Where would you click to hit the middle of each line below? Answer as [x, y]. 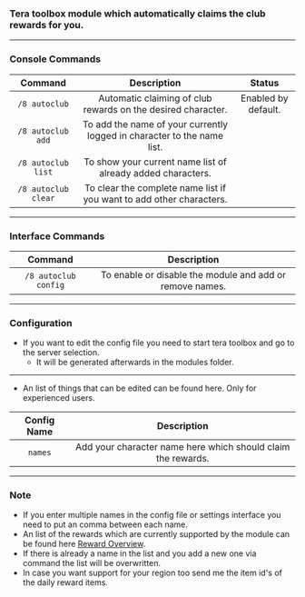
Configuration [41, 323]
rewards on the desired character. [155, 109]
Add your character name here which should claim [183, 447]
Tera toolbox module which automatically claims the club [138, 14]
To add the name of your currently [155, 124]
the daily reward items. [65, 582]
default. [265, 109]
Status [265, 83]
